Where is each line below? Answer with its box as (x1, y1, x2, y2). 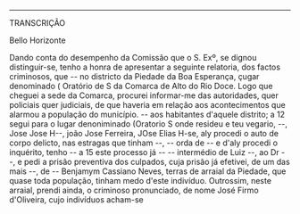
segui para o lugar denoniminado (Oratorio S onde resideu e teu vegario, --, (9, 119, 288, 129)
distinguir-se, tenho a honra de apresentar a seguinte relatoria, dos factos (9, 62, 281, 72)
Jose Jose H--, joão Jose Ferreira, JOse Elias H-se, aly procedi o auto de (9, 128, 279, 138)
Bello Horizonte (9, 35, 66, 45)
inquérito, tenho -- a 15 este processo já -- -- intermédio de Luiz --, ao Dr (9, 147, 279, 157)
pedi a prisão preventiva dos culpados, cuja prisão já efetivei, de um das (23, 157, 290, 167)
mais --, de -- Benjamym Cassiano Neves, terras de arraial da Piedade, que (9, 166, 287, 177)
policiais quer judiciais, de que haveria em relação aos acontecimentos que (9, 100, 286, 110)
